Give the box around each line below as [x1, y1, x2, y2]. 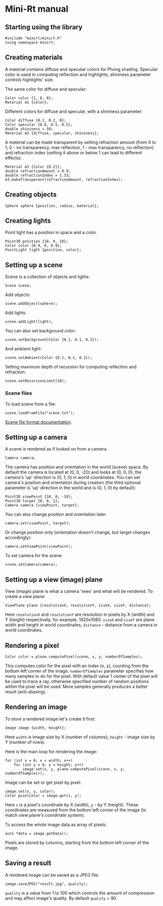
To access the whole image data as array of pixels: [5, 821, 107, 827]
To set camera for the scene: [5, 553, 63, 559]
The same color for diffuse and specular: [5, 86, 87, 92]
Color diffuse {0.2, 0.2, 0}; [5, 118, 67, 123]
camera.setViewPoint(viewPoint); [5, 544, 73, 549]
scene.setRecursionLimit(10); [5, 379, 67, 384]
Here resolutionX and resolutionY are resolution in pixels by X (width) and [5, 612, 155, 618]
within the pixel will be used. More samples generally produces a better [5, 683, 148, 690]
